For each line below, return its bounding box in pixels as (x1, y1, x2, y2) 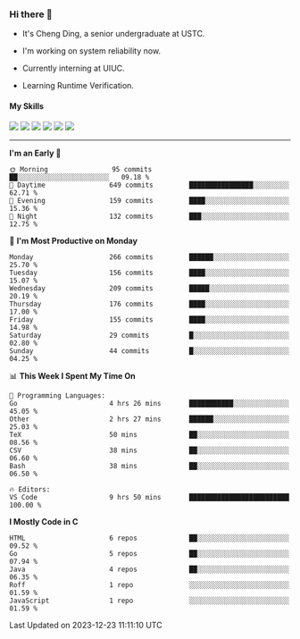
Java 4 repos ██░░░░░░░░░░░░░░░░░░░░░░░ (9, 565, 290, 574)
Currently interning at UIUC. (21, 63, 125, 74)
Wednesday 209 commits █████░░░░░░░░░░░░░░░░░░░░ (9, 283, 290, 293)
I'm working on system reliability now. (21, 46, 162, 56)
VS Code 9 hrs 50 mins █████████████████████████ (9, 492, 290, 501)
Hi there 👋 (9, 8, 54, 21)
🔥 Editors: (9, 484, 51, 494)
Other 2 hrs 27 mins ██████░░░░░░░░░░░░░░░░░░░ (9, 415, 290, 424)
